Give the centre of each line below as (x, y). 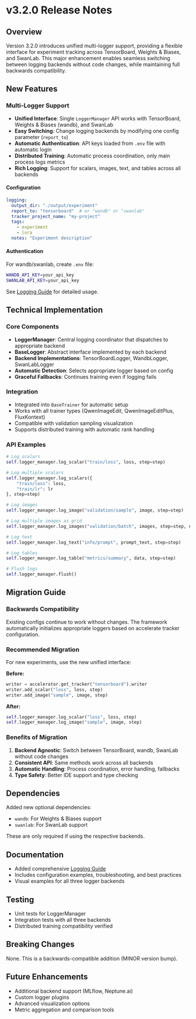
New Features (32, 89)
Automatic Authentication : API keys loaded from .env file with (90, 143)
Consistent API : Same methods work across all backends (84, 762)
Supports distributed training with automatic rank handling (84, 429)
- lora (24, 233)
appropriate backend (40, 346)
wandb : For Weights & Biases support (58, 818)
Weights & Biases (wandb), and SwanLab (64, 125)
